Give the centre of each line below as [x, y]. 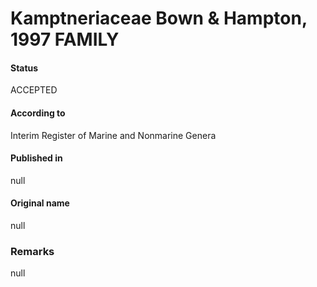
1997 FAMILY [65, 39]
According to [38, 113]
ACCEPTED [34, 90]
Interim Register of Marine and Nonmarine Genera [113, 135]
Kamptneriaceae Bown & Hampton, [159, 18]
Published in [36, 158]
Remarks [32, 251]
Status [24, 68]
